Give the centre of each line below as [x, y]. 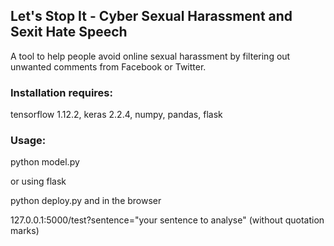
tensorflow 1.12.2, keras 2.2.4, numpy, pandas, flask [116, 115]
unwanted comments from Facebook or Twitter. [108, 66]
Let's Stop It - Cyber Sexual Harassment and [151, 16]
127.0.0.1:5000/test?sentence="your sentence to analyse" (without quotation [167, 220]
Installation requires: [61, 92]
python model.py [45, 162]
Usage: [28, 141]
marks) [25, 231]
